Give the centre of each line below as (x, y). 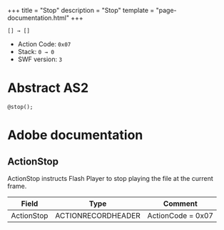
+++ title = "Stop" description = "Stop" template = (81, 10)
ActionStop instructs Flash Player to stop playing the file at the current (111, 178)
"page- (166, 10)
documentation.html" (39, 18)
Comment (180, 204)
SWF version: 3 (40, 59)
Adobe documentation (75, 135)
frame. (17, 186)
